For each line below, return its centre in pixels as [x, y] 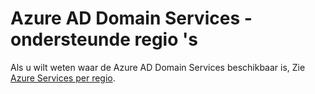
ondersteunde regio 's [104, 39]
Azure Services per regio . [63, 78]
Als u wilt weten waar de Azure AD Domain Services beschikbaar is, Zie [158, 67]
